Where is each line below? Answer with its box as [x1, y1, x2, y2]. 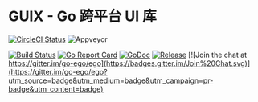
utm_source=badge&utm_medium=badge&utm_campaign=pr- [8, 75, 214, 85]
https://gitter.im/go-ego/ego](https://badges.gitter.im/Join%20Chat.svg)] [8, 58, 251, 68]
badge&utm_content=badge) [8, 84, 104, 93]
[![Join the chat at [188, 50, 248, 59]
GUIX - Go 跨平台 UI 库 [8, 7, 157, 26]
